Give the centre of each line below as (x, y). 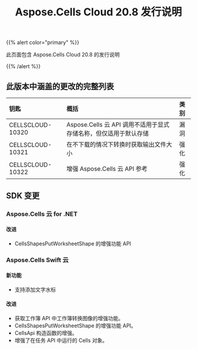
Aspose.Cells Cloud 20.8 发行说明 (98, 12)
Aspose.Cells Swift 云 (38, 260)
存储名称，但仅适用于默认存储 (108, 133)
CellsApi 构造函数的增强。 (46, 333)
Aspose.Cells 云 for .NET (42, 214)
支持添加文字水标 (35, 290)
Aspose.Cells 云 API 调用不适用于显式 (118, 124)
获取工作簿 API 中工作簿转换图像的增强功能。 (69, 318)
